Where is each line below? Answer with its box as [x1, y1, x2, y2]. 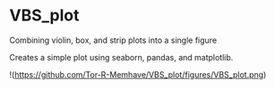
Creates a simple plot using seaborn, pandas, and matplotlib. [9, 52, 234, 62]
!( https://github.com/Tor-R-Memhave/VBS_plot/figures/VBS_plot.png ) [9, 69, 267, 80]
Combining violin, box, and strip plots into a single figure [9, 35, 218, 45]
